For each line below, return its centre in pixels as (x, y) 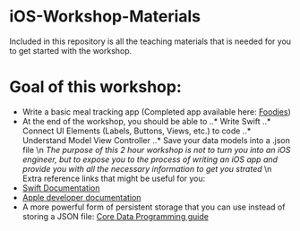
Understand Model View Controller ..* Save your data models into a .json (156, 140)
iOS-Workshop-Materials (105, 17)
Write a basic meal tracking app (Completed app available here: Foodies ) (156, 111)
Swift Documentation (61, 188)
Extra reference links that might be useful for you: (114, 178)
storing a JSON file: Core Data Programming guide (115, 216)
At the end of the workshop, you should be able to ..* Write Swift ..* (146, 121)
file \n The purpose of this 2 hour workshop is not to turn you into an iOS (156, 150)
